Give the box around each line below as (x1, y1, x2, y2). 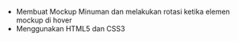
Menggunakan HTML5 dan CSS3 (15, 24, 125, 33)
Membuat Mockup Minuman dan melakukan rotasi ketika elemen (15, 7, 231, 16)
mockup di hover (15, 15, 72, 25)
